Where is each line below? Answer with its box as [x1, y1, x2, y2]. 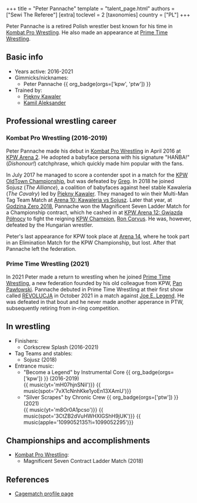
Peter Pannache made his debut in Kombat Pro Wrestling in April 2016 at [6, 147, 181, 154]
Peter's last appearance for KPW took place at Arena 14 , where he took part [6, 233, 189, 240]
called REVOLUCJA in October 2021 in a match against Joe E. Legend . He [6, 292, 185, 299]
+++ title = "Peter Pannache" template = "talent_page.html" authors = [6, 5, 175, 12]
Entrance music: [14, 362, 54, 369]
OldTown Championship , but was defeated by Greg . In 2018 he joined [6, 177, 175, 184]
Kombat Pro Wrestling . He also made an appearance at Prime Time [6, 29, 168, 36]
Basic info [6, 52, 44, 62]
